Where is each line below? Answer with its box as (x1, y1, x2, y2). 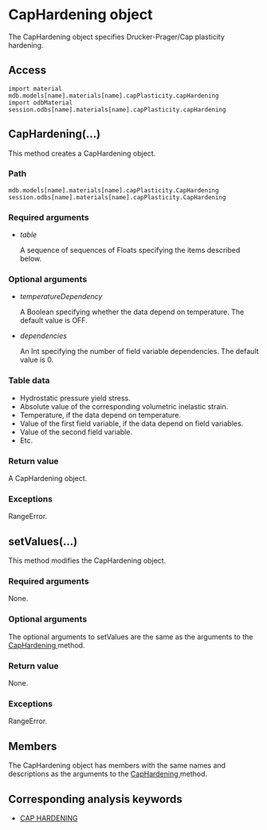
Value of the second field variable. (19, 427, 133, 436)
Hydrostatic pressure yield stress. (19, 393, 131, 403)
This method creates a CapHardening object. (8, 148, 156, 158)
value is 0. (19, 355, 54, 364)
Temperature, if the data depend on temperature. (19, 410, 182, 419)
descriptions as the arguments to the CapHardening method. (8, 769, 208, 779)
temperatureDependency (19, 292, 103, 301)
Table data (8, 375, 50, 386)
